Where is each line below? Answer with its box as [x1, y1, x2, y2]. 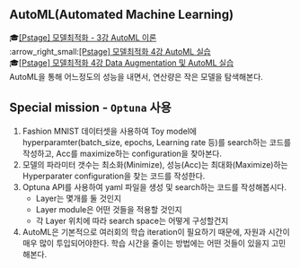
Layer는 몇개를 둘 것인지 [35, 193, 122, 203]
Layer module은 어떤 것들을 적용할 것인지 [35, 203, 182, 214]
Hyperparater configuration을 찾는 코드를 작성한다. [22, 170, 206, 181]
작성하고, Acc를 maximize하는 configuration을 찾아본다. [22, 148, 223, 159]
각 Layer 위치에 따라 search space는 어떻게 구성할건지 [35, 215, 229, 226]
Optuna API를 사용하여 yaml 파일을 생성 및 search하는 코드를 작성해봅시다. [22, 181, 287, 192]
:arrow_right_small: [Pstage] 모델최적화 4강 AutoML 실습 [9, 46, 211, 56]
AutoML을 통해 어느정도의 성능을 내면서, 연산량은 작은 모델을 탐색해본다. [9, 71, 263, 82]
